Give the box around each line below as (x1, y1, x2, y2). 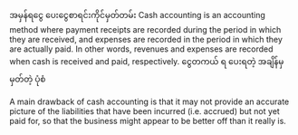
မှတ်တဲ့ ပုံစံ (9, 73, 46, 84)
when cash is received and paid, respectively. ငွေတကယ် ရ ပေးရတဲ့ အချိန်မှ (9, 56, 284, 66)
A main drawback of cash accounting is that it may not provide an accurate (9, 96, 290, 107)
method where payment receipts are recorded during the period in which (9, 24, 282, 34)
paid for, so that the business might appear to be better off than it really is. (9, 116, 287, 126)
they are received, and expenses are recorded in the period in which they (9, 34, 284, 44)
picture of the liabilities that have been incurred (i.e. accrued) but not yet (9, 106, 281, 116)
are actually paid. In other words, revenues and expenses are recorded (9, 43, 274, 54)
